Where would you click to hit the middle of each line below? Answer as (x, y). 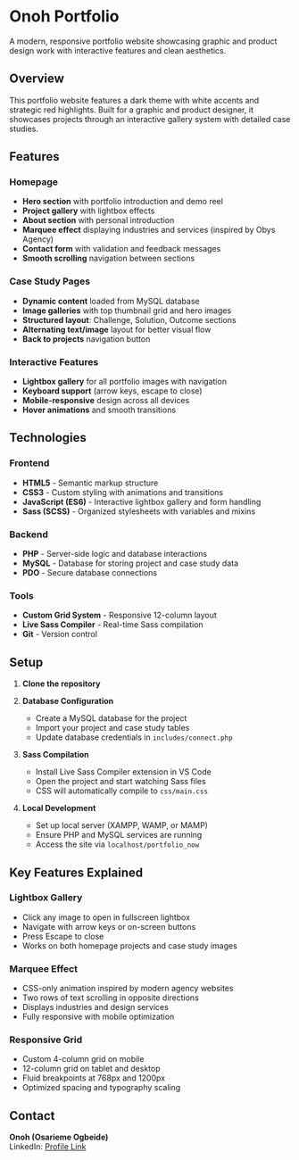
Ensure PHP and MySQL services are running (119, 835)
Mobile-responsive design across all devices (106, 401)
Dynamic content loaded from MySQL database (111, 301)
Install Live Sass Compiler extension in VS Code (123, 772)
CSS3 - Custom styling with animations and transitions (123, 492)
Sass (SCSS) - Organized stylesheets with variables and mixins (139, 511)
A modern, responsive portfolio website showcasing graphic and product (143, 41)
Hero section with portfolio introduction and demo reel (122, 202)
